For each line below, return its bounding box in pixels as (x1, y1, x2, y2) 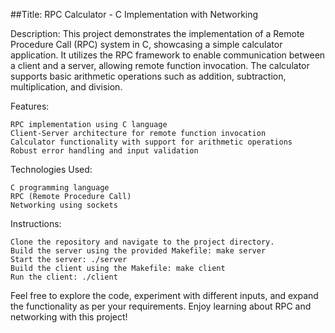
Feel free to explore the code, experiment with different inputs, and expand (10, 290, 319, 301)
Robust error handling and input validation (10, 146, 199, 156)
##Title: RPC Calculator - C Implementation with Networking (10, 9, 259, 20)
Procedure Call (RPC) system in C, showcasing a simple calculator (10, 39, 283, 50)
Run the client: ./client (10, 272, 118, 282)
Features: (10, 100, 50, 112)
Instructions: (10, 218, 62, 229)
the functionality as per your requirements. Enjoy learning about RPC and (10, 300, 312, 312)
